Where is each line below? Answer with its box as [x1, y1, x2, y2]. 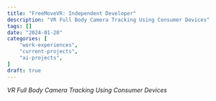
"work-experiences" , [19, 42, 78, 48]
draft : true [7, 67, 41, 74]
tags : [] [7, 23, 32, 29]
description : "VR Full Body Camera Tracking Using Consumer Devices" [7, 16, 211, 23]
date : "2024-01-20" [7, 29, 63, 36]
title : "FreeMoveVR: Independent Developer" [7, 10, 136, 17]
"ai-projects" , [19, 55, 63, 61]
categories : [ [7, 35, 48, 42]
